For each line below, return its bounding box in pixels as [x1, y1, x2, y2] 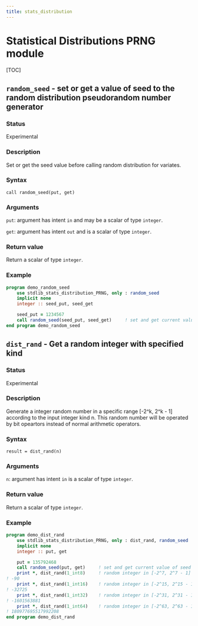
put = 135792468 [16, 559, 57, 565]
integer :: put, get [16, 548, 67, 554]
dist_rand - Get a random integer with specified [6, 339, 184, 349]
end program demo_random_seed [6, 322, 81, 328]
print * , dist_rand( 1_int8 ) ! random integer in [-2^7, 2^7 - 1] [16, 570, 192, 576]
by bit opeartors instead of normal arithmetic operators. [6, 420, 141, 427]
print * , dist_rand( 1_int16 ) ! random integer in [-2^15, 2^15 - [16, 581, 189, 588]
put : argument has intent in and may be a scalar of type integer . [6, 217, 163, 224]
